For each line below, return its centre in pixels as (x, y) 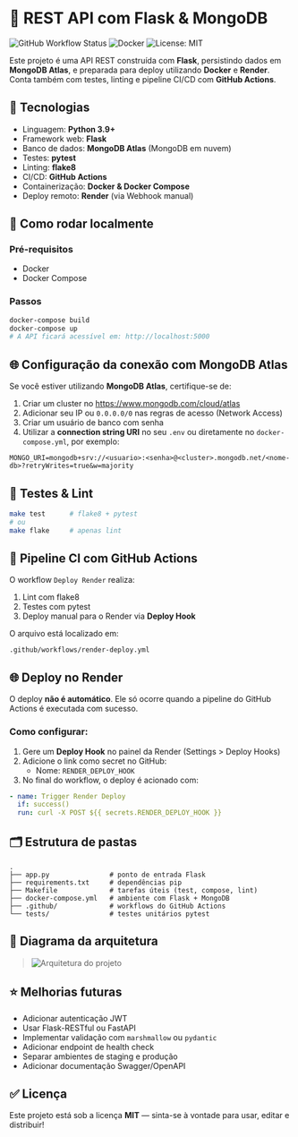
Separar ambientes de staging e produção (100, 1056)
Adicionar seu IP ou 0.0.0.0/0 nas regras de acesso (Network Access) (153, 413)
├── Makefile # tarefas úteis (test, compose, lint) (133, 890)
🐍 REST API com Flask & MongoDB (139, 18)
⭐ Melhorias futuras (66, 992)
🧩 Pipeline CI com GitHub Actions (104, 558)
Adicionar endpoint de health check (88, 1047)
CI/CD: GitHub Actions (64, 176)
